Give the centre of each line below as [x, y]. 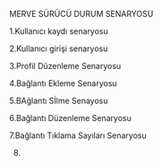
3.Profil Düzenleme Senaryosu [65, 66]
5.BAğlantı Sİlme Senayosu [59, 100]
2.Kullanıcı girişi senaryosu [59, 48]
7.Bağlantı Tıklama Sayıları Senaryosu [78, 135]
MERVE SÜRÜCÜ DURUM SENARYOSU [81, 14]
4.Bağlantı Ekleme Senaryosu [64, 83]
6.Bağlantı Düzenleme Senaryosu [70, 118]
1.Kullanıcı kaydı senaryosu [59, 31]
